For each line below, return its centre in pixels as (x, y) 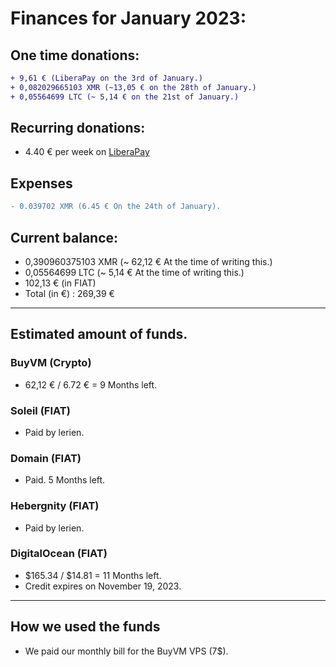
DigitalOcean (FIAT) (59, 554)
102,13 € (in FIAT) (60, 283)
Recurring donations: (78, 128)
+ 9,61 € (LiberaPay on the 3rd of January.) (106, 78)
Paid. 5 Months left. (65, 480)
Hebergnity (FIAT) (55, 506)
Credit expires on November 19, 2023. (103, 586)
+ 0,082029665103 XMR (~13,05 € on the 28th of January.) (133, 87)
